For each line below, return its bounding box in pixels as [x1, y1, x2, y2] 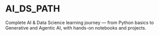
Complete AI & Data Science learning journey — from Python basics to [5, 19, 154, 25]
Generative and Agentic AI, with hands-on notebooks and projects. [5, 24, 147, 30]
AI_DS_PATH [5, 3, 61, 14]
